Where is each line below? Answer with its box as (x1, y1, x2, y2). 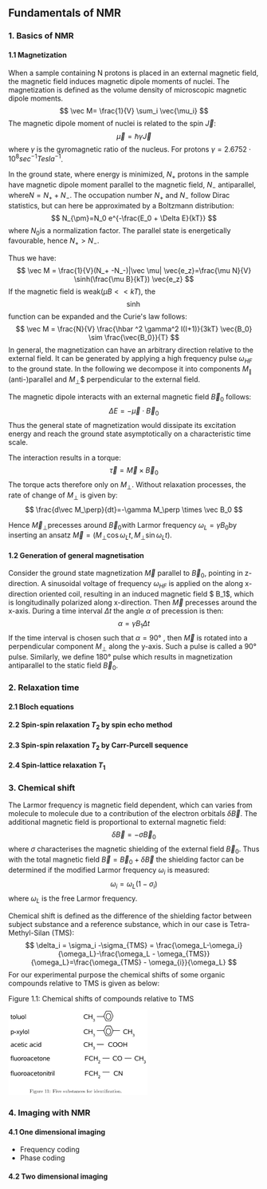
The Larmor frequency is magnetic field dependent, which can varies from (8, 800, 253, 810)
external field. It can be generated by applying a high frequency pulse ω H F (8, 354, 253, 365)
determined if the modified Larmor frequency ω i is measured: (8, 865, 210, 877)
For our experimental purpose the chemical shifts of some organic (8, 970, 226, 980)
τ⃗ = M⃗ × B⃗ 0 (108, 466, 159, 477)
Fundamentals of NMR (8, 6, 121, 20)
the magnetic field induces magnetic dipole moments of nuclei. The (8, 76, 230, 86)
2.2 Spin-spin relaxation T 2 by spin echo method (8, 720, 173, 731)
